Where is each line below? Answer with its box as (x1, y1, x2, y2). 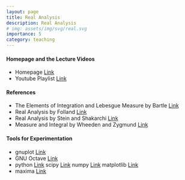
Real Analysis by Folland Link (14, 109, 87, 116)
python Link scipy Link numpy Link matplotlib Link (14, 161, 139, 168)
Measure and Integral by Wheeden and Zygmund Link (14, 121, 148, 128)
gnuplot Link (14, 148, 46, 155)
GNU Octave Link (14, 154, 58, 162)
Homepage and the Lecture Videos (6, 55, 95, 62)
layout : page (6, 8, 39, 15)
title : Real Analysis (6, 14, 61, 20)
